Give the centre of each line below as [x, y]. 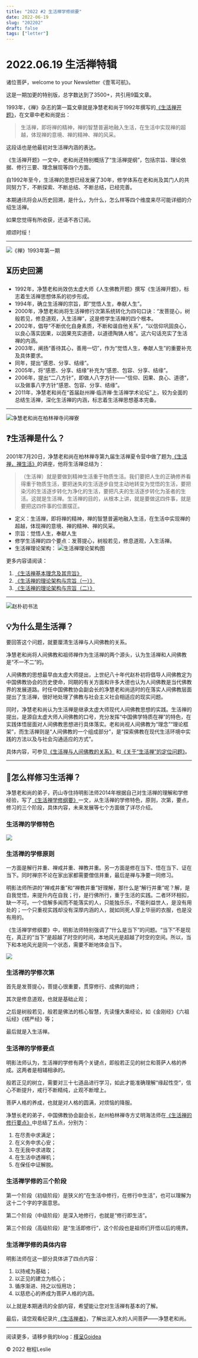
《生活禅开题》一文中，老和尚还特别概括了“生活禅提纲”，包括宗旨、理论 [94, 160]
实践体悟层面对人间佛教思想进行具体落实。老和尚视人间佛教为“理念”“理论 [95, 724]
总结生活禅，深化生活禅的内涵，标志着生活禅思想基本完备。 [87, 399]
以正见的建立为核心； [40, 1279]
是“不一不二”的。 [27, 662]
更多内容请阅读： [27, 560]
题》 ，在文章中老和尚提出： [38, 115]
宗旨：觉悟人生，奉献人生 [46, 533]
